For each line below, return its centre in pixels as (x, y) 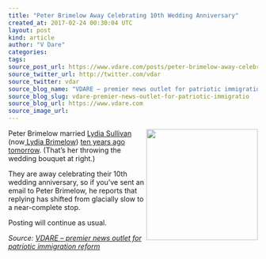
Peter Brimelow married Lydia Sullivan (70, 133)
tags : (17, 60)
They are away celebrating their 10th (68, 174)
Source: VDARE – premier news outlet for (75, 238)
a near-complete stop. (44, 207)
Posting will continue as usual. (57, 223)
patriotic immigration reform (54, 246)
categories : (28, 52)
